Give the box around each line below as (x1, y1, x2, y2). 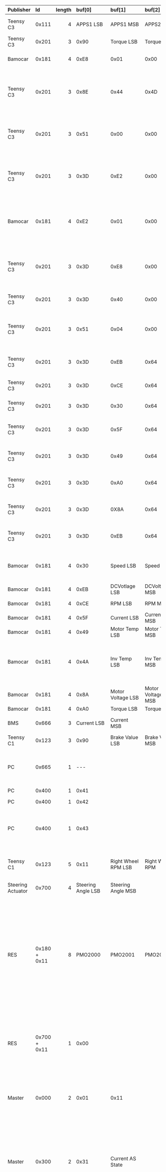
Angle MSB (110, 888, 137, 894)
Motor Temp (110, 625, 139, 632)
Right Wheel (110, 858, 139, 864)
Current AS (110, 1155, 136, 1162)
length (56, 6, 72, 13)
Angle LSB (76, 888, 100, 894)
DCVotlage (110, 583, 136, 589)
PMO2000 (76, 951, 101, 958)
